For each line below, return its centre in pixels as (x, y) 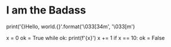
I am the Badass (46, 10)
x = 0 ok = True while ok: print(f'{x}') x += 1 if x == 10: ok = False (85, 38)
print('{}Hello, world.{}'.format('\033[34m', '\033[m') (71, 26)
